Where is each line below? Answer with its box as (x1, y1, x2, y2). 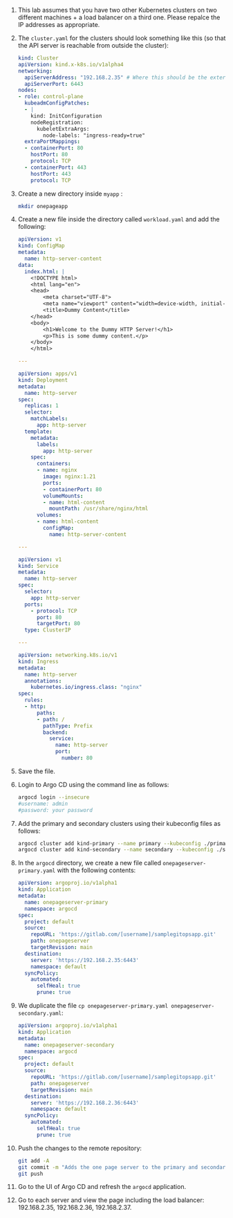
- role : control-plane (17, 93, 84, 100)
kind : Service (17, 562, 59, 569)
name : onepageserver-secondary (24, 1041, 115, 1049)
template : (24, 428, 53, 435)
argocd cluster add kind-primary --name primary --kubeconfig (17, 840, 201, 847)
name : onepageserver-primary (24, 898, 109, 905)
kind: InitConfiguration (30, 112, 102, 120)
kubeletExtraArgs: (36, 125, 90, 132)
